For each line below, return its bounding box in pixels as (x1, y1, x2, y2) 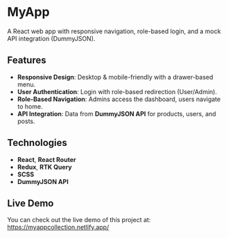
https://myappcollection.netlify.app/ (7, 223, 109, 232)
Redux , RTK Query (17, 163, 73, 171)
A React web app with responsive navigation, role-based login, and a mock (7, 27, 221, 35)
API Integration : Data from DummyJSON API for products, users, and (17, 109, 216, 118)
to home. (17, 102, 43, 111)
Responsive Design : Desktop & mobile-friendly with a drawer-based (17, 73, 213, 81)
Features (7, 55, 46, 66)
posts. (17, 117, 36, 125)
